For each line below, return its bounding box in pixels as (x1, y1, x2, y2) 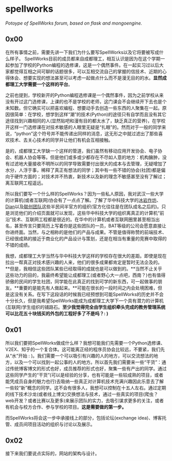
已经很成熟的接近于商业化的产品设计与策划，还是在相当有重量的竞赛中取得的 (5, 235, 167, 241)
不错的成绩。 (5, 242, 32, 248)
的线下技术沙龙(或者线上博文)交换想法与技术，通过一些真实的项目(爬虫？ (5, 391, 159, 397)
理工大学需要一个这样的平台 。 (9, 81, 73, 87)
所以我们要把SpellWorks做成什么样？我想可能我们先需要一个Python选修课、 (5, 340, 165, 346)
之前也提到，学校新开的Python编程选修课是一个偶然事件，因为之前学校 (5, 92, 155, 98)
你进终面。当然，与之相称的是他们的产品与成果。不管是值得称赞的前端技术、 (5, 229, 167, 235)
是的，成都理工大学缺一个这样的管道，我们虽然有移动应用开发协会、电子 (5, 148, 158, 154)
